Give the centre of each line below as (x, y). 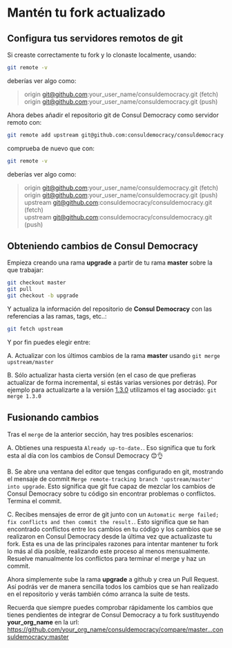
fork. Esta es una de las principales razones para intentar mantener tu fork (113, 543)
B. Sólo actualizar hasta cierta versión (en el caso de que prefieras (102, 375)
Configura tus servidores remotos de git (95, 38)
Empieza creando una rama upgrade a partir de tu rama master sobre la (110, 263)
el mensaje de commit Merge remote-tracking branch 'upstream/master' (110, 478)
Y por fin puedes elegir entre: (49, 342)
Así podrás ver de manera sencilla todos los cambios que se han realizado (113, 586)
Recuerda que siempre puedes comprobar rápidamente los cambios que (110, 607)
